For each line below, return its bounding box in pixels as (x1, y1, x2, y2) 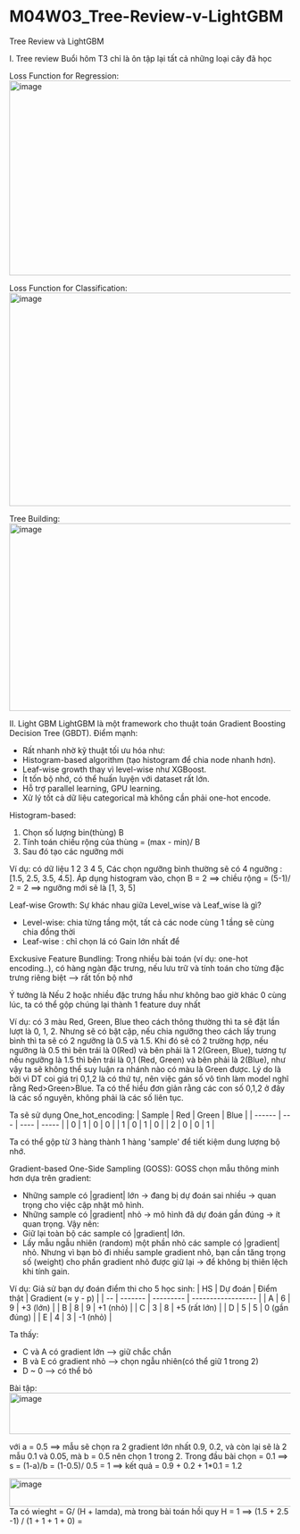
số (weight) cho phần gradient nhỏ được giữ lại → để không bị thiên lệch (21, 1256, 288, 1267)
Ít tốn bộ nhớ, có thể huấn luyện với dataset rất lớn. (21, 773, 210, 784)
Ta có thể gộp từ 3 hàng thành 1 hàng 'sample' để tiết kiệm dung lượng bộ (9, 1136, 280, 1147)
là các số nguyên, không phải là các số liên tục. (9, 1092, 185, 1102)
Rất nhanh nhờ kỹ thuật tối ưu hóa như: (21, 744, 165, 756)
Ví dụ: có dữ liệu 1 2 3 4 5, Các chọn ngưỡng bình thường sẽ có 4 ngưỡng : (9, 863, 283, 874)
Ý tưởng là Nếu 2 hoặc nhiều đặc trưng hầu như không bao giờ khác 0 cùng (9, 989, 287, 1000)
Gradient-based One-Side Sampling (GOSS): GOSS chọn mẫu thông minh (9, 1163, 279, 1174)
